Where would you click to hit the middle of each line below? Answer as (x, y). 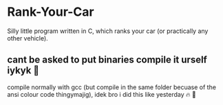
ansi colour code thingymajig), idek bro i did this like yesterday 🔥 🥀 (102, 94)
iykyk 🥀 (23, 70)
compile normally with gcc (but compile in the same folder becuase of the (112, 87)
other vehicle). (28, 38)
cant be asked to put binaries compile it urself (107, 60)
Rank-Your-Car (51, 12)
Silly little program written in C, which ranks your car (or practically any (108, 31)
